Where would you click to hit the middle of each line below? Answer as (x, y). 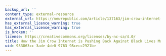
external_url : (20, 19)
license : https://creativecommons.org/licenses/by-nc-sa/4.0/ (70, 37)
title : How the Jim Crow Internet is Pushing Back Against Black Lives (80, 41)
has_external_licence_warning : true (43, 23)
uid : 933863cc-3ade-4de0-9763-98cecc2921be (51, 46)
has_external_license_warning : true (43, 28)
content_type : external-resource (40, 14)
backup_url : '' (21, 9)
